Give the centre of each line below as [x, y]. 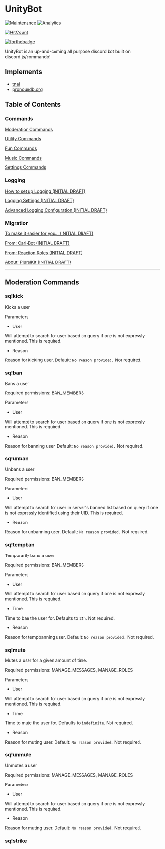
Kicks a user [18, 307]
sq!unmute [18, 754]
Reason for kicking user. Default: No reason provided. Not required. [73, 360]
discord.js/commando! [28, 56]
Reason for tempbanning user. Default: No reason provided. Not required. [80, 637]
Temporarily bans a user [30, 555]
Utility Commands [23, 139]
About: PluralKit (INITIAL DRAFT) [38, 262]
